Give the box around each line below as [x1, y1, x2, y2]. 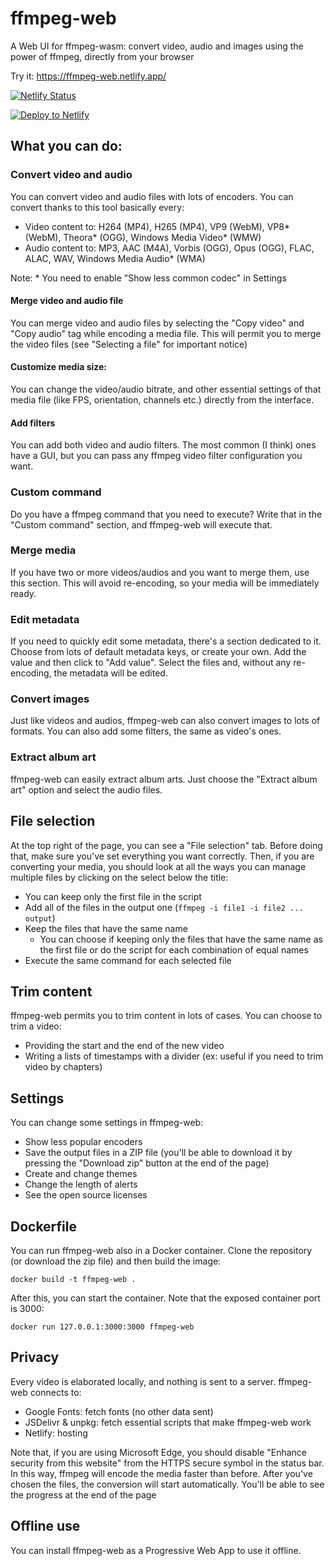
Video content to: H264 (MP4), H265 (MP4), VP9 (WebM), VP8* [24, 220, 291, 232]
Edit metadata [10, 612, 80, 626]
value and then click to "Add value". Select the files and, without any [10, 657, 292, 669]
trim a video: [10, 1020, 62, 1032]
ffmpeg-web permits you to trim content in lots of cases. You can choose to [10, 1010, 323, 1022]
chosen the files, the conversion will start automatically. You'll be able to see [10, 1478, 325, 1490]
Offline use [10, 1518, 81, 1535]
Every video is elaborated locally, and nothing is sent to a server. [10, 1375, 277, 1387]
